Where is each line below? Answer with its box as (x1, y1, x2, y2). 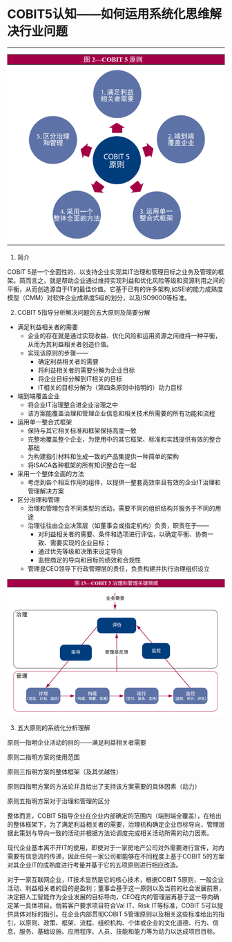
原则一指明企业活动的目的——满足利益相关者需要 (7, 738, 146, 747)
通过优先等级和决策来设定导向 (37, 547, 123, 556)
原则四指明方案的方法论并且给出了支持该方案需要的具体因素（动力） (7, 783, 201, 791)
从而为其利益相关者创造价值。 (27, 340, 113, 349)
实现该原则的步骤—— (27, 349, 88, 357)
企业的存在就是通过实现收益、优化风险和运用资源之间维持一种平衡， (27, 332, 222, 340)
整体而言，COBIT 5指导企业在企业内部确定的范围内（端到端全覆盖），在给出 (7, 812, 222, 820)
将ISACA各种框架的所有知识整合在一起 (27, 461, 137, 469)
